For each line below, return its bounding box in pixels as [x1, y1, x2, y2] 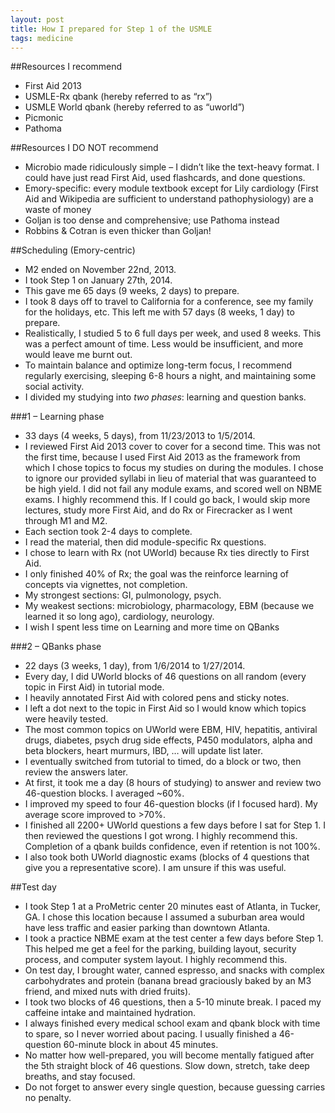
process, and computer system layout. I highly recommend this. [24, 954, 288, 966]
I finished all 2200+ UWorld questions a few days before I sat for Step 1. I [24, 819, 326, 831]
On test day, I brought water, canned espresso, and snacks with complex [24, 964, 325, 976]
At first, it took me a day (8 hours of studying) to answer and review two [24, 777, 322, 789]
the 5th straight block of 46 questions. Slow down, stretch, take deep [24, 1060, 310, 1072]
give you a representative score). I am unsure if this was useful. [24, 862, 287, 874]
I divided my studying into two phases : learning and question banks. [24, 391, 307, 403]
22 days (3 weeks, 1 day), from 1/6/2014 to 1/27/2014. [24, 660, 246, 672]
